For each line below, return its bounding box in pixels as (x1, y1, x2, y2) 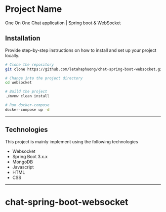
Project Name (5, 3, 62, 15)
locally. (5, 52, 20, 58)
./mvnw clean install (5, 94, 50, 99)
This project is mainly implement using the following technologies (5, 138, 138, 144)
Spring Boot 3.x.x (12, 153, 48, 159)
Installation (5, 34, 41, 42)
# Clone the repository (5, 62, 54, 67)
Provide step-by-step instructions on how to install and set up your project (5, 47, 157, 53)
